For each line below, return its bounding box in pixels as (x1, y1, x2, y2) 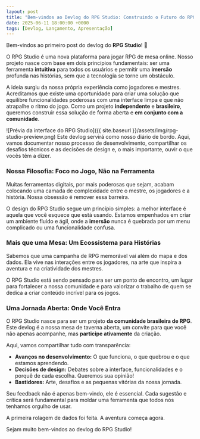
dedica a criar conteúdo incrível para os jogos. (6, 289, 120, 296)
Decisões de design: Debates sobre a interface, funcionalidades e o (14, 366, 183, 373)
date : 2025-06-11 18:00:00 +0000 (6, 20, 89, 26)
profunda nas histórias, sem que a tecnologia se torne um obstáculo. (6, 72, 175, 79)
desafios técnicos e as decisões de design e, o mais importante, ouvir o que (6, 146, 193, 153)
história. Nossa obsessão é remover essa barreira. (6, 193, 130, 200)
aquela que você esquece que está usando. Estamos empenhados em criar (6, 211, 191, 218)
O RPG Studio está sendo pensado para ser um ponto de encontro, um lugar (6, 276, 193, 284)
